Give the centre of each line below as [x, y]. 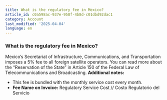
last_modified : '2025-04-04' [35, 24]
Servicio [21, 93]
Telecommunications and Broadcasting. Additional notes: [65, 72]
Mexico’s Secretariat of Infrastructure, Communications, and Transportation [83, 57]
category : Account [24, 19]
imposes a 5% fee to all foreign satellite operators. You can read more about [83, 62]
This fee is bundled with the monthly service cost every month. [77, 82]
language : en [19, 28]
